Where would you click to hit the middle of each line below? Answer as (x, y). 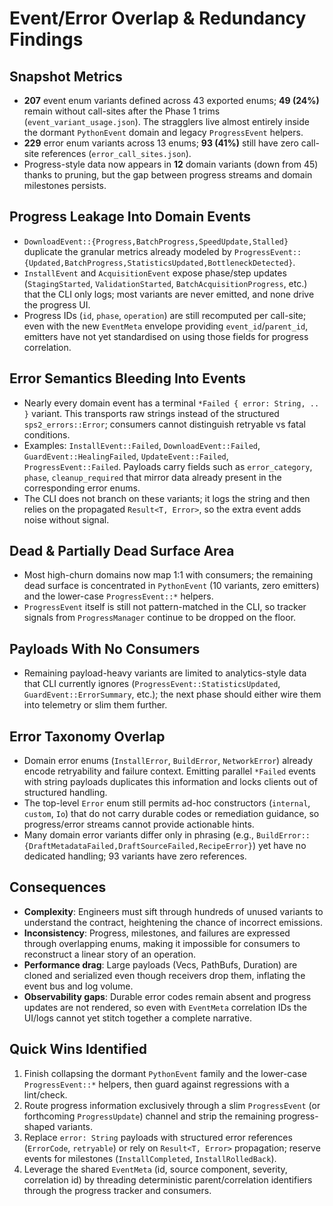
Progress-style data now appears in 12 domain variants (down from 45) (171, 164)
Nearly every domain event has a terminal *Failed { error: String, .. (171, 403)
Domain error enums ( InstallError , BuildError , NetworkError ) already (168, 761)
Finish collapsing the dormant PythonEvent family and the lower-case (165, 1073)
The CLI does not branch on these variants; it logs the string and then (167, 498)
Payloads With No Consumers (105, 648)
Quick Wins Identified (78, 1049)
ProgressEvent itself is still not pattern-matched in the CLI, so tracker (165, 607)
